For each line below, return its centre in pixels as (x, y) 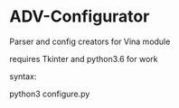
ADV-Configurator (80, 17)
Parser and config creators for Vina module (90, 41)
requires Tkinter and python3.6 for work (84, 58)
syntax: (23, 76)
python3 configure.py (50, 94)
